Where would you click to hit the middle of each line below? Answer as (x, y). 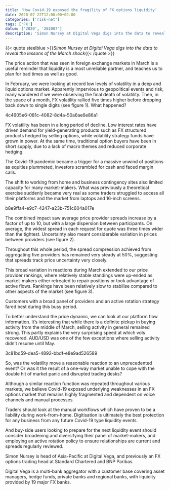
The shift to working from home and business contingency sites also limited (84, 182)
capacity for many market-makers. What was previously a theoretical (77, 187)
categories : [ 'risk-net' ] (32, 19)
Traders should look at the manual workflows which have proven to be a (80, 409)
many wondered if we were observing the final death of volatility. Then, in (82, 95)
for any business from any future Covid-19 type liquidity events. (72, 420)
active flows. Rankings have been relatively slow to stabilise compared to (81, 286)
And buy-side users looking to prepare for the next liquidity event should (81, 430)
